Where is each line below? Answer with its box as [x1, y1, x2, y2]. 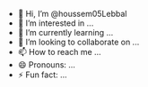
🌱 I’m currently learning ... [17, 28, 114, 37]
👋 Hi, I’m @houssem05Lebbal [17, 9, 127, 19]
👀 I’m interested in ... [17, 18, 94, 28]
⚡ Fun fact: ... [17, 69, 67, 80]
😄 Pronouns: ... [17, 59, 76, 70]
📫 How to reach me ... [17, 47, 101, 57]
